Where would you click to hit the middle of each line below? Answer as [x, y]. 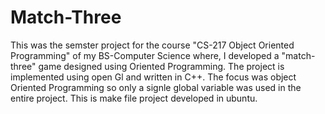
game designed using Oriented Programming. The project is [161, 66]
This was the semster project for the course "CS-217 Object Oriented [152, 45]
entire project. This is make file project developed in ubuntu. [134, 98]
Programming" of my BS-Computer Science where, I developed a [145, 55]
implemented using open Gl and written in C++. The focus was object [153, 77]
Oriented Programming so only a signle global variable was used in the [156, 87]
